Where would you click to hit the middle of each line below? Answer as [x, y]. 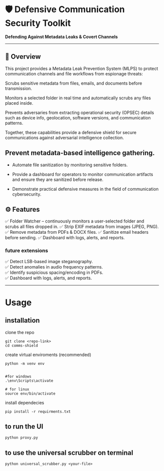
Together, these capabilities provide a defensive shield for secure [71, 132]
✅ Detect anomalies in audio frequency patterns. [54, 267]
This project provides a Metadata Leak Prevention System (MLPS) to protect [82, 68]
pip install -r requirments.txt [38, 411]
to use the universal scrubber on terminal [69, 453]
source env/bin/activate [30, 393]
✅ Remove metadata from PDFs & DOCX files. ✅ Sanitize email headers [77, 232]
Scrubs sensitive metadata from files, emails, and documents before [74, 83]
